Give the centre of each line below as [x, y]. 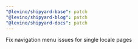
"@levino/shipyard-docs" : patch [47, 23]
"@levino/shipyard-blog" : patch [47, 17]
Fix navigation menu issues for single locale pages [69, 40]
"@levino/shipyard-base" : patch [47, 12]
